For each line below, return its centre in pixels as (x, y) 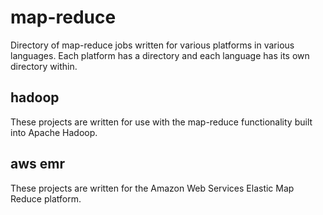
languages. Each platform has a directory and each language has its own (160, 55)
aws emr (38, 164)
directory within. (44, 66)
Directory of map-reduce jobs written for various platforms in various (152, 45)
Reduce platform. (46, 198)
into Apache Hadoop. (54, 132)
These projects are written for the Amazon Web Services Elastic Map (152, 188)
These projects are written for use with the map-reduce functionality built (161, 122)
